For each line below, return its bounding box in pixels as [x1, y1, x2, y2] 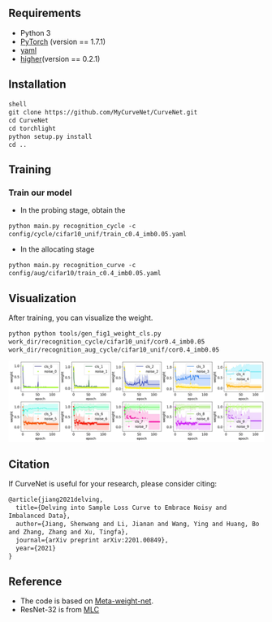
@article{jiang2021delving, [8, 495, 104, 504]
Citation [8, 457, 50, 471]
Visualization [8, 292, 77, 305]
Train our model [8, 187, 72, 198]
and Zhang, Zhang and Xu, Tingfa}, [8, 528, 129, 537]
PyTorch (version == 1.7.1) [19, 37, 106, 46]
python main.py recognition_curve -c [8, 261, 136, 270]
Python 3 [19, 28, 51, 37]
